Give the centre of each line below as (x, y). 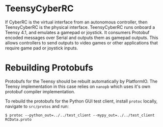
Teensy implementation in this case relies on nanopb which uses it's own (78, 86)
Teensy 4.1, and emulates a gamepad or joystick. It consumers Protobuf (77, 32)
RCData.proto (18, 119)
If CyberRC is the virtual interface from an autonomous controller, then (76, 22)
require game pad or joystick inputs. (41, 48)
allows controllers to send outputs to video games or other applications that (81, 42)
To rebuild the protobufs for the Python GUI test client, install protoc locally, (81, 101)
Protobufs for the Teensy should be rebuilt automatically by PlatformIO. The (81, 81)
